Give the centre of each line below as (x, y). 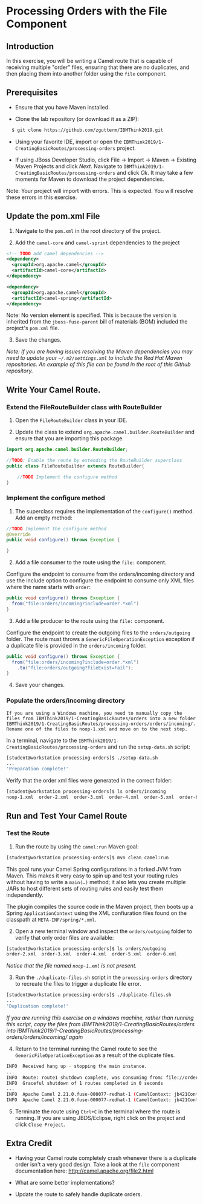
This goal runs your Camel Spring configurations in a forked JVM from (94, 869)
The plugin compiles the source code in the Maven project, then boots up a (100, 906)
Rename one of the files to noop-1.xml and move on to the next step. (97, 729)
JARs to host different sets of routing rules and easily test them (85, 888)
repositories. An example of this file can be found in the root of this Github (99, 365)
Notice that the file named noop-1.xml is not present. (72, 966)
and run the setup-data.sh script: (149, 747)
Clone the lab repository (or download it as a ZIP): (77, 119)
